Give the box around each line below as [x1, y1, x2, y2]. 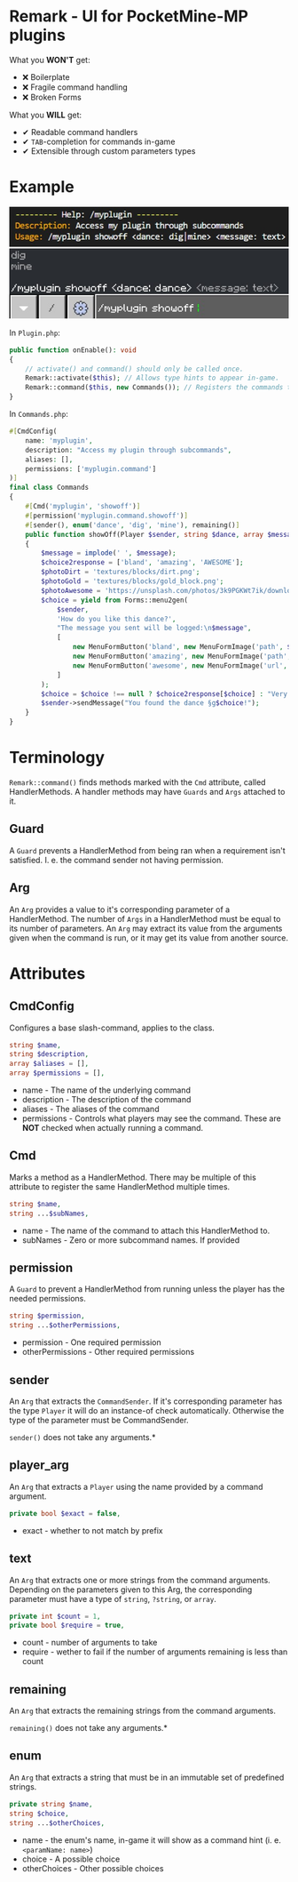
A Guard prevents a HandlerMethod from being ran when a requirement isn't [9, 845, 286, 855]
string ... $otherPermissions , [9, 1321, 122, 1330]
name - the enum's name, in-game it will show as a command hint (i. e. [21, 1834, 281, 1846]
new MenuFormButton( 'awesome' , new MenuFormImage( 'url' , [72, 661, 288, 670]
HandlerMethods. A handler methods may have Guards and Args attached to [9, 786, 286, 797]
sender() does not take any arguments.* [9, 1432, 156, 1443]
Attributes [9, 963, 86, 983]
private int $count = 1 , [9, 1612, 101, 1621]
